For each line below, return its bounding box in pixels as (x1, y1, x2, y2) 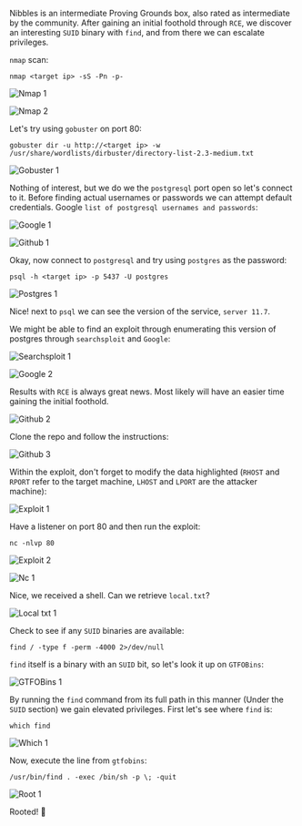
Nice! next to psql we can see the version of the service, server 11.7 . (9, 306, 271, 317)
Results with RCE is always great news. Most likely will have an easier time (9, 386, 285, 397)
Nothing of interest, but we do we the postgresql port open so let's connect (9, 182, 293, 193)
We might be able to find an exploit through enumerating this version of (9, 323, 277, 334)
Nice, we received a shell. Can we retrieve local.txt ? (9, 590, 211, 600)
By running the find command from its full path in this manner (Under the (9, 694, 284, 705)
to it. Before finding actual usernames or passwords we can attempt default (9, 192, 293, 203)
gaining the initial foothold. (9, 396, 109, 406)
